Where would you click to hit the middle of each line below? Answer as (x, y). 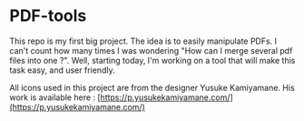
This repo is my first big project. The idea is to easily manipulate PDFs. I (143, 41)
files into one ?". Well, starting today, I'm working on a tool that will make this (152, 60)
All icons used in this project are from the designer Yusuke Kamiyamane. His (152, 87)
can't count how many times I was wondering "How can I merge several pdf (151, 50)
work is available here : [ (55, 97)
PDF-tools (48, 16)
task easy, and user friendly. (62, 70)
